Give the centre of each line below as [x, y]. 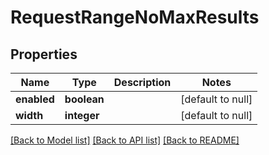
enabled [35, 99]
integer [82, 115]
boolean [84, 99]
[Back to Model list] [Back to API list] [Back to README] [125, 140]
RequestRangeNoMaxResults [135, 17]
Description [142, 82]
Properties [44, 54]
